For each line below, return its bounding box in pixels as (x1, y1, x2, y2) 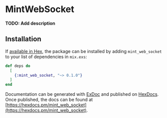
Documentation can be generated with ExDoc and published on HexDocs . (5, 91, 159, 97)
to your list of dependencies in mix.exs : (5, 53, 87, 60)
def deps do (5, 63, 30, 69)
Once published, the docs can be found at (5, 97, 93, 103)
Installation (5, 35, 41, 43)
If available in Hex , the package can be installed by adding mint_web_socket (5, 48, 162, 54)
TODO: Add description (5, 20, 56, 26)
